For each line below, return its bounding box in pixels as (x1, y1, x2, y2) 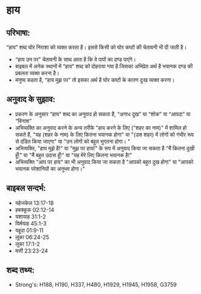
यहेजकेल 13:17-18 (15, 199, 54, 207)
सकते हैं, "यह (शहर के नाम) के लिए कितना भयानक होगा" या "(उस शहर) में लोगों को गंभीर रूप (15, 131, 194, 138)
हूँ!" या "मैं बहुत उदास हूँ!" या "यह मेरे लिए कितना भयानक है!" (15, 151, 132, 159)
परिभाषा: (6, 27, 30, 38)
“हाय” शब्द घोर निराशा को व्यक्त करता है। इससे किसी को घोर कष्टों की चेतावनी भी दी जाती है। (6, 44, 187, 51)
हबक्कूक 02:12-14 (15, 206, 55, 213)
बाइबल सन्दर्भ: (6, 183, 47, 194)
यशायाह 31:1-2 (15, 213, 47, 220)
